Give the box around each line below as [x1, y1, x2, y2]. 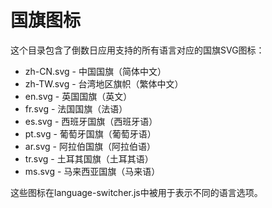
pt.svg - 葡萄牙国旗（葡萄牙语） [24, 127, 157, 140]
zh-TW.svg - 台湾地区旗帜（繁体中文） [24, 77, 184, 90]
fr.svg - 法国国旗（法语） [24, 102, 128, 115]
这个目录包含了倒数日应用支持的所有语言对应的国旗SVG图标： [10, 44, 265, 56]
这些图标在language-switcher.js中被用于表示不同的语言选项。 [10, 186, 263, 198]
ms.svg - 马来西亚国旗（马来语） [24, 165, 161, 177]
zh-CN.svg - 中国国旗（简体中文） [24, 65, 167, 77]
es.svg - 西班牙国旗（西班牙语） [24, 115, 158, 127]
